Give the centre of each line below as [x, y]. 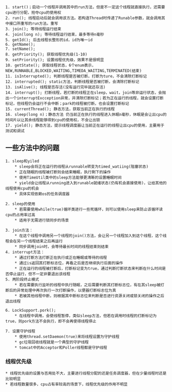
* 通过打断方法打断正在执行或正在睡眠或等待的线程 [61, 257]
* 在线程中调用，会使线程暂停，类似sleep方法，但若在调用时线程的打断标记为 [86, 316]
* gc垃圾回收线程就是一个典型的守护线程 [52, 342]
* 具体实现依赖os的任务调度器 [42, 194]
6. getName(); [21, 44]
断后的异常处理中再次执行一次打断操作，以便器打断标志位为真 [61, 290]
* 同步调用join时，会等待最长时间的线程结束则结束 [62, 246]
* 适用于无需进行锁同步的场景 [42, 220]
